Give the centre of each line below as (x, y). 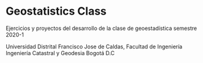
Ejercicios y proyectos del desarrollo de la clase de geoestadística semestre (101, 28)
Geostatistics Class (56, 11)
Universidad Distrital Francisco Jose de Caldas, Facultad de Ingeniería (94, 46)
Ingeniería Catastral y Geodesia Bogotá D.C (60, 53)
